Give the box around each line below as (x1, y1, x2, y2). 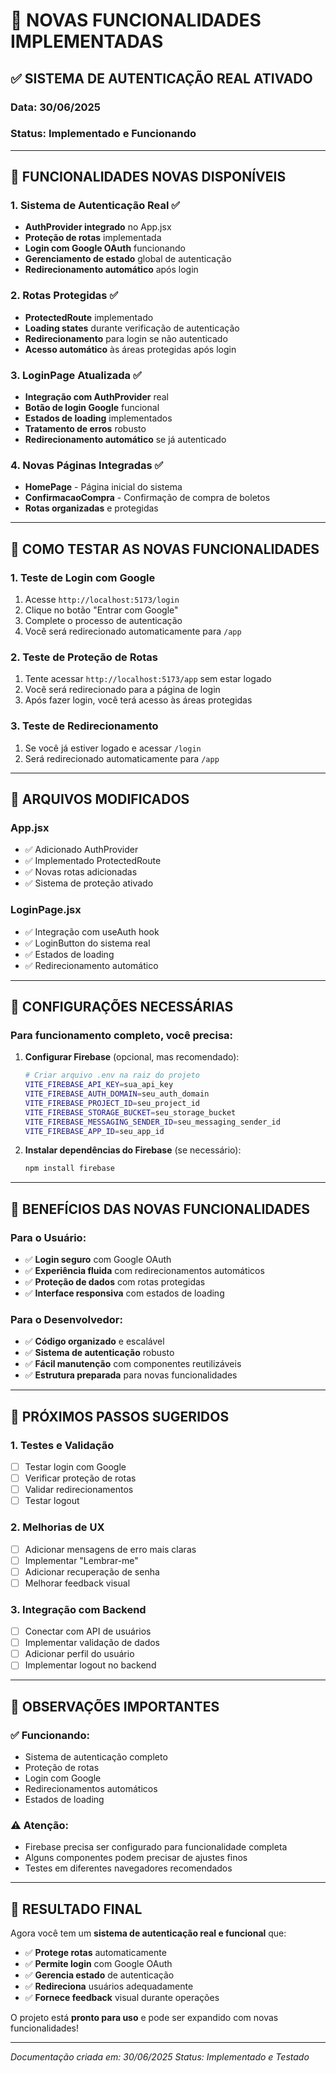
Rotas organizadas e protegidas (24, 502, 159, 514)
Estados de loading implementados (24, 412, 173, 424)
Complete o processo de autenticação (24, 615, 183, 627)
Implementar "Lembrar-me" (24, 1554, 139, 1566)
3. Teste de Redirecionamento (10, 719, 159, 733)
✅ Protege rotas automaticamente (24, 1947, 167, 1959)
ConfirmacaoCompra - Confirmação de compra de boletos (24, 492, 271, 504)
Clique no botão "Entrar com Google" (24, 604, 179, 616)
